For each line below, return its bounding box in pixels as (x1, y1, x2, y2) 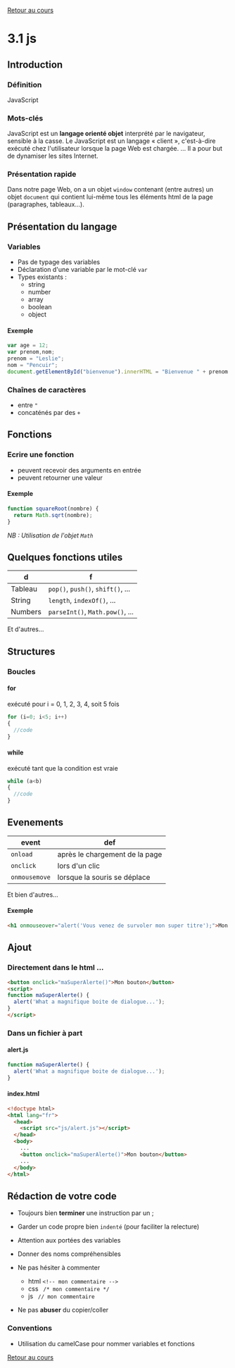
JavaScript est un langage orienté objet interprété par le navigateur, (7, 130, 205, 138)
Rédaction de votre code (7, 1190, 118, 1202)
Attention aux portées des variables (17, 1236, 121, 1245)
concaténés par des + (17, 409, 81, 417)
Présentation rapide (7, 169, 77, 179)
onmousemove (11, 873, 51, 881)
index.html (7, 1090, 40, 1098)
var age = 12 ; (7, 342, 49, 349)
